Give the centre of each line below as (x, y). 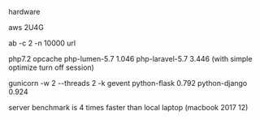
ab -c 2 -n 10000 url (42, 43)
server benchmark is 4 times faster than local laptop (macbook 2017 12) (128, 107)
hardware (24, 12)
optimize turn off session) (52, 67)
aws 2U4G (26, 27)
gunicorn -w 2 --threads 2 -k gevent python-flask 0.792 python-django (128, 83)
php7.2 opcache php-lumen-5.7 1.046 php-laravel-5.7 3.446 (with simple (130, 59)
